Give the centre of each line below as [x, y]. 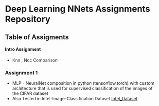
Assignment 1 [21, 73]
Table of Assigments [37, 37]
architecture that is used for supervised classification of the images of [82, 89]
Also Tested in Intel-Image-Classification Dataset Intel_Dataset [75, 99]
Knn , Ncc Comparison [35, 60]
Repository [28, 19]
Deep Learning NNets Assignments [78, 9]
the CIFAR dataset [30, 93]
